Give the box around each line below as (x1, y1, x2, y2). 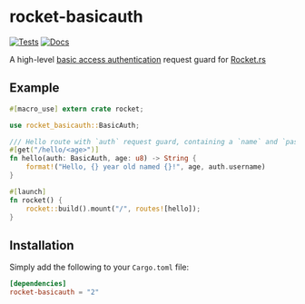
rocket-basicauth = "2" (9, 288, 100, 297)
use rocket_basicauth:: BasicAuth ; (9, 121, 141, 130)
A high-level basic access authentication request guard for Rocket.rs (9, 54, 266, 64)
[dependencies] (9, 279, 67, 289)
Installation (9, 238, 74, 253)
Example (9, 80, 60, 96)
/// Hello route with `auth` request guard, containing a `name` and (9, 137, 279, 146)
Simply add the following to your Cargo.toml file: (9, 261, 190, 273)
